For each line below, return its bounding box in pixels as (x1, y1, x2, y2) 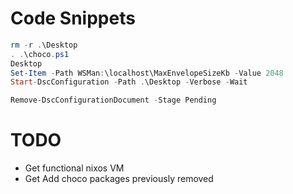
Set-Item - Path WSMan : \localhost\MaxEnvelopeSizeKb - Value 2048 (10, 68, 284, 78)
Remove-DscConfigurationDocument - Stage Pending (10, 95, 217, 106)
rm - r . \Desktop (10, 40, 78, 50)
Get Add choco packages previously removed (24, 173, 214, 185)
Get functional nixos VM (24, 162, 125, 174)
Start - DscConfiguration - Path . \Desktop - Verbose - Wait (10, 77, 248, 87)
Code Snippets (10, 7, 136, 30)
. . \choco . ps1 (10, 49, 70, 59)
